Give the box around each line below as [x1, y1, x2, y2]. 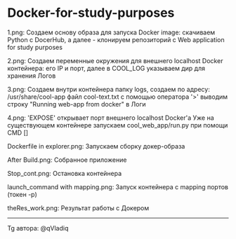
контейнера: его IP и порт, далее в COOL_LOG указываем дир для [7, 64, 206, 72]
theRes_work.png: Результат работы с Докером [7, 203, 150, 212]
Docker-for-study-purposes [7, 5, 175, 21]
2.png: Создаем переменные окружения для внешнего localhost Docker [7, 56, 223, 64]
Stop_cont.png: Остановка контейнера [7, 169, 122, 177]
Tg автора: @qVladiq [7, 224, 69, 232]
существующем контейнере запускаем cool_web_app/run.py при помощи [7, 121, 228, 129]
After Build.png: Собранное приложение [7, 156, 127, 164]
